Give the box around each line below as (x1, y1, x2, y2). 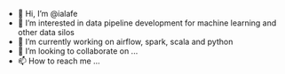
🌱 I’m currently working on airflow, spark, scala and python (17, 36, 234, 47)
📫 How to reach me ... (17, 55, 100, 66)
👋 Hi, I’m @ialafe (17, 9, 78, 18)
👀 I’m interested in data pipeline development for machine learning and (17, 18, 277, 28)
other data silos (17, 27, 75, 37)
